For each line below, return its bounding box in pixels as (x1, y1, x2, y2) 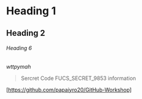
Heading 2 (6, 28, 46, 38)
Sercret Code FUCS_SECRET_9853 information (20, 75, 136, 82)
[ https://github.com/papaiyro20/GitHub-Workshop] (6, 86, 132, 93)
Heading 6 (6, 45, 32, 52)
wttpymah (6, 63, 31, 70)
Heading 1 (6, 4, 57, 18)
